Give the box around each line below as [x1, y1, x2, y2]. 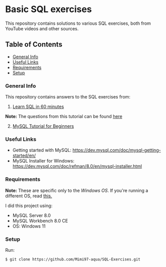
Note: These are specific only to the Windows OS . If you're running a [5, 187, 148, 193]
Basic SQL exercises [5, 4, 92, 15]
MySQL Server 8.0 [12, 212, 51, 218]
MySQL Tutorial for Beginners [12, 123, 74, 129]
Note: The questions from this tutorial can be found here [5, 114, 122, 120]
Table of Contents [5, 40, 63, 49]
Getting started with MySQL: [12, 147, 72, 153]
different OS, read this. [5, 193, 52, 199]
